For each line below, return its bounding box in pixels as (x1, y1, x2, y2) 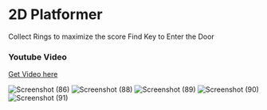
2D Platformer (8, 6, 103, 24)
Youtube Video (8, 51, 68, 63)
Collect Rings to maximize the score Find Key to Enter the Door (8, 32, 215, 41)
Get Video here (8, 70, 58, 79)
